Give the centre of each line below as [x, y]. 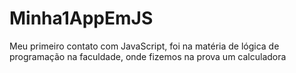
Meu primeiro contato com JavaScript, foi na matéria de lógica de [144, 46]
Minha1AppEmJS [81, 18]
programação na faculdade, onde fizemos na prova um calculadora [148, 56]
